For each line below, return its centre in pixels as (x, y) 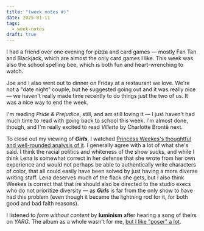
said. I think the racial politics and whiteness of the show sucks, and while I (100, 152)
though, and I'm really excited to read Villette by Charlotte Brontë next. (95, 127)
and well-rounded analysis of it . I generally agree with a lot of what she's (97, 145)
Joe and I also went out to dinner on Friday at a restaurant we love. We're (98, 83)
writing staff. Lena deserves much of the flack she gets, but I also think (95, 178)
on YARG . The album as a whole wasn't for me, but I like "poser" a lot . (94, 222)
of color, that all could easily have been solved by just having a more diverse (102, 171)
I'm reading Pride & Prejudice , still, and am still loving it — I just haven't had (100, 114)
